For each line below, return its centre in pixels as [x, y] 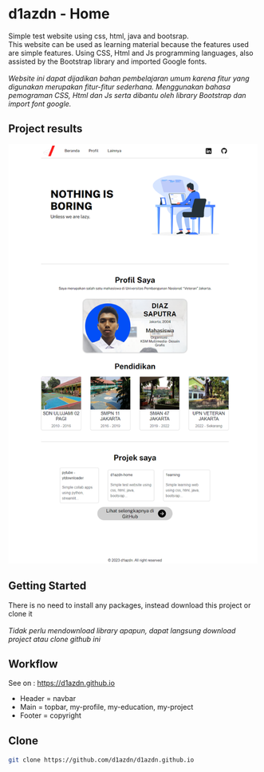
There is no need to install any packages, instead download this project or [130, 605]
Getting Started [47, 586]
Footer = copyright [51, 715]
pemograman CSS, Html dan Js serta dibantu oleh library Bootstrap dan [127, 95]
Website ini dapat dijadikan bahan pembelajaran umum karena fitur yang [129, 78]
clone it [21, 613]
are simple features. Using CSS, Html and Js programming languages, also [131, 53]
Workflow [33, 664]
